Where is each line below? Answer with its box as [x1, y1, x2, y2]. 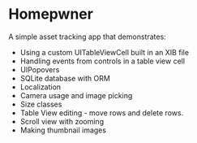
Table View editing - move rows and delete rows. [19, 107, 184, 118]
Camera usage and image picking [19, 90, 133, 100]
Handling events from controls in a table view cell [19, 56, 185, 66]
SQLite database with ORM [19, 73, 111, 83]
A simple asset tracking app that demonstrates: [8, 32, 166, 41]
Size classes [19, 99, 62, 109]
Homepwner [8, 5, 93, 24]
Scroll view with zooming [19, 116, 104, 126]
